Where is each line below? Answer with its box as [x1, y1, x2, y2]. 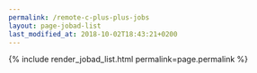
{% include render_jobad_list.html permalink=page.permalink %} [8, 54, 249, 65]
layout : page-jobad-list [8, 21, 102, 30]
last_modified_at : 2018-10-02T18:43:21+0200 [8, 29, 178, 38]
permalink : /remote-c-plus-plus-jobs [8, 12, 150, 22]
